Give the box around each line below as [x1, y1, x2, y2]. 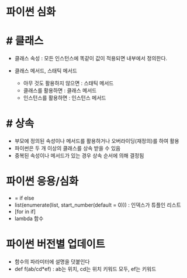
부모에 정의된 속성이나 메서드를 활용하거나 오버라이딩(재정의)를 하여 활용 [14, 138, 179, 145]
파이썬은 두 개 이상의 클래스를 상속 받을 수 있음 [14, 145, 121, 152]
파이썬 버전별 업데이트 [6, 238, 105, 251]
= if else [14, 194, 34, 201]
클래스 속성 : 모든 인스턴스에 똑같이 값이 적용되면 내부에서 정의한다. [14, 55, 168, 62]
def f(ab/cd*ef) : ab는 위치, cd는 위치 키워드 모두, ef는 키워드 [14, 265, 157, 272]
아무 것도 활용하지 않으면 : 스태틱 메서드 [23, 80, 114, 87]
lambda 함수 [14, 215, 44, 222]
